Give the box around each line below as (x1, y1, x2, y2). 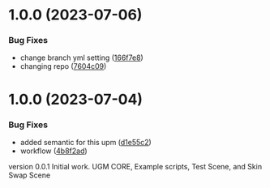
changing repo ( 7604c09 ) (19, 62, 107, 71)
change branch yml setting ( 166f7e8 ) (19, 53, 144, 62)
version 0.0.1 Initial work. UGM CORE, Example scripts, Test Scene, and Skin (8, 161, 262, 171)
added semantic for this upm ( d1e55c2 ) (19, 137, 152, 147)
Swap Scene (8, 170, 51, 180)
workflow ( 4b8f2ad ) (19, 146, 88, 156)
